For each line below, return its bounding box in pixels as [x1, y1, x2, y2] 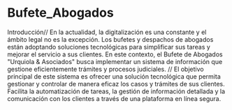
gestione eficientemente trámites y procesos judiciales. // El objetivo [7, 65, 204, 73]
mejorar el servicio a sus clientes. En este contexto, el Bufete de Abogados [7, 50, 223, 58]
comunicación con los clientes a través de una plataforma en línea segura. [7, 94, 222, 102]
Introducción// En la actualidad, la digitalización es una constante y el [7, 28, 207, 36]
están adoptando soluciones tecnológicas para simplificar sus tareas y [7, 42, 211, 51]
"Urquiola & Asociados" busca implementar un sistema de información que [7, 57, 223, 65]
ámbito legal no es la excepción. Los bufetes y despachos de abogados [7, 35, 214, 43]
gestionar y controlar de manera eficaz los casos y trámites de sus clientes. [7, 79, 225, 88]
